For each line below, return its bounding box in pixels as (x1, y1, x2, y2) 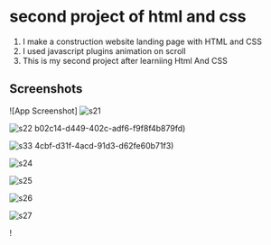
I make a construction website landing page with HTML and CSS (22, 36, 262, 47)
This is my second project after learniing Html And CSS (22, 55, 228, 66)
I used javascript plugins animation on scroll (22, 45, 187, 56)
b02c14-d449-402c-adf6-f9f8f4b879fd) (34, 122, 186, 133)
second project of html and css (9, 6, 247, 27)
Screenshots (9, 81, 83, 96)
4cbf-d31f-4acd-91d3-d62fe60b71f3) (34, 140, 174, 150)
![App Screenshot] (9, 105, 79, 116)
